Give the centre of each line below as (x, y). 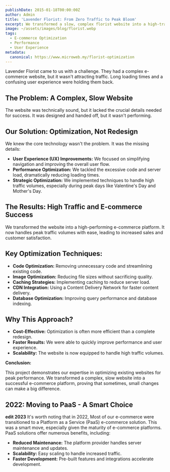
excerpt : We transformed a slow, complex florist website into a (75, 24)
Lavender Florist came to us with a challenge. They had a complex (74, 71)
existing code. (27, 271)
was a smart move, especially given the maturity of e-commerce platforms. (83, 427)
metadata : (16, 52)
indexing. (22, 304)
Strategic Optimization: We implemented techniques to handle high (83, 180)
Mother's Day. (27, 191)
